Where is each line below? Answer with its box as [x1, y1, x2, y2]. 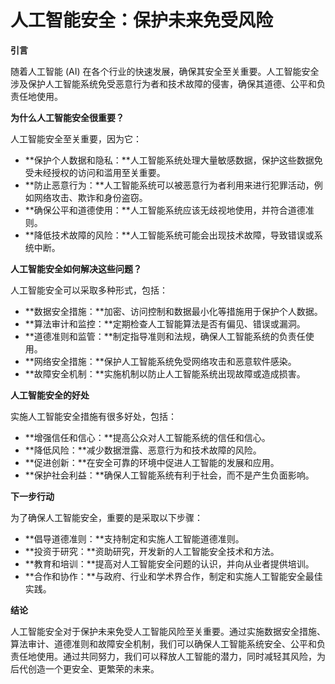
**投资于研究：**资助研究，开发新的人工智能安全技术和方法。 [24, 545, 280, 557]
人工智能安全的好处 [10, 389, 90, 401]
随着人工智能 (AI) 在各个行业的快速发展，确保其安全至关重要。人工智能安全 [10, 65, 320, 77]
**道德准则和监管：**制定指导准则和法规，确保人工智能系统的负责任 [24, 330, 306, 342]
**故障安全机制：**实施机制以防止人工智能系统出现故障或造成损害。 [24, 367, 306, 380]
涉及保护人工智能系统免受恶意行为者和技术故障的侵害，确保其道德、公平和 [10, 77, 317, 90]
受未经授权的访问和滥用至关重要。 [24, 166, 166, 178]
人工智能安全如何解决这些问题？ [10, 262, 142, 275]
